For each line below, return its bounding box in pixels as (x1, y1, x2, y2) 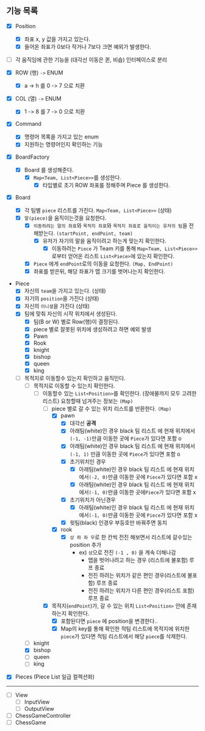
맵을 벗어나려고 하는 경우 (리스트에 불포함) (88, 556, 188, 563)
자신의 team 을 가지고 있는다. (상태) (24, 287, 106, 295)
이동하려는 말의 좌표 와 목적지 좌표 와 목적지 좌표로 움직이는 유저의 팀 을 (33, 221, 188, 229)
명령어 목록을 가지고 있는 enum (24, 133, 99, 140)
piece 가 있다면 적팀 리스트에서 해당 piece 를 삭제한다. (60, 633, 187, 640)
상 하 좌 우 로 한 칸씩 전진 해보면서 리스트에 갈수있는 (70, 533, 193, 541)
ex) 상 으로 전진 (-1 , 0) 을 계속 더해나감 (79, 549, 176, 556)
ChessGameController (15, 711, 71, 719)
